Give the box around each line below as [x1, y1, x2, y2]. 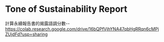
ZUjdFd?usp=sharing [5, 31, 48, 37]
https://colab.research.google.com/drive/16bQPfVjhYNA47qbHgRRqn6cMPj [5, 26, 159, 32]
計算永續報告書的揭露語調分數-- [5, 20, 70, 26]
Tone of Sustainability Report [5, 3, 127, 15]
